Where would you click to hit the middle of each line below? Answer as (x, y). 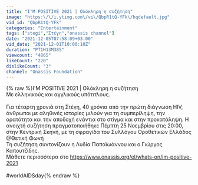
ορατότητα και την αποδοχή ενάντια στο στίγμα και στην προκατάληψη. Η (98, 120)
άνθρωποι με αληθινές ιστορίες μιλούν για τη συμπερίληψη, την (86, 113)
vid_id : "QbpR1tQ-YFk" (34, 22)
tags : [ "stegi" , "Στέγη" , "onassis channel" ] (60, 33)
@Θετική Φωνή (25, 138)
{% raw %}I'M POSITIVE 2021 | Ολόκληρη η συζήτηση (72, 88)
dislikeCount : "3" (29, 66)
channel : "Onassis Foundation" (44, 72)
